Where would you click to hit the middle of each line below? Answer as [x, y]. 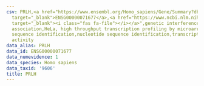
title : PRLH [21, 74]
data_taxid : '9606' [31, 68]
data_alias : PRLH [28, 46]
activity [23, 40]
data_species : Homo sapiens [42, 62]
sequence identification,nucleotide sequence [70, 35]
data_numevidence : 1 [32, 57]
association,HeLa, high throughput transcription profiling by [93, 29]
